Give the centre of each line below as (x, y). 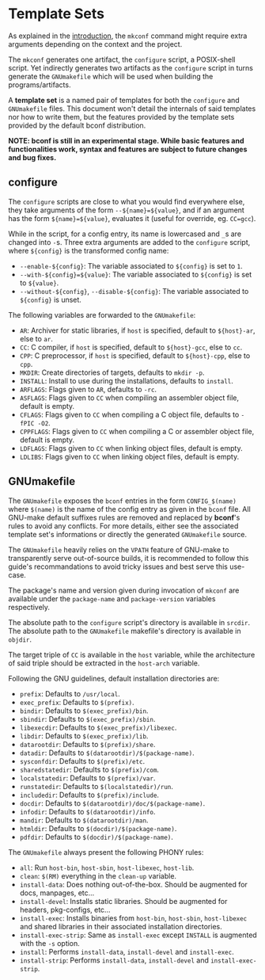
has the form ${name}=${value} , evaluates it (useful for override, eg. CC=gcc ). (132, 218)
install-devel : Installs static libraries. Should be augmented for (123, 901)
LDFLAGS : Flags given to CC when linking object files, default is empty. (131, 448)
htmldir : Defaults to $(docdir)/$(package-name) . (98, 828)
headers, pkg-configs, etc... (65, 909)
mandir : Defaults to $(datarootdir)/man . (84, 820)
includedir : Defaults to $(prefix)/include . (89, 795)
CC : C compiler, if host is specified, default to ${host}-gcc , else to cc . (131, 347)
